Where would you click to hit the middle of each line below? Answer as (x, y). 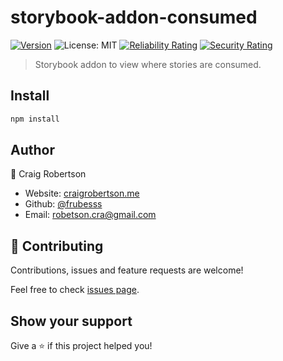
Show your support (71, 321)
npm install (35, 119)
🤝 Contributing (57, 246)
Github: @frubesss (63, 204)
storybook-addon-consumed (134, 17)
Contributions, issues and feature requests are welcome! (127, 270)
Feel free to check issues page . (75, 290)
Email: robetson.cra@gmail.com (90, 215)
